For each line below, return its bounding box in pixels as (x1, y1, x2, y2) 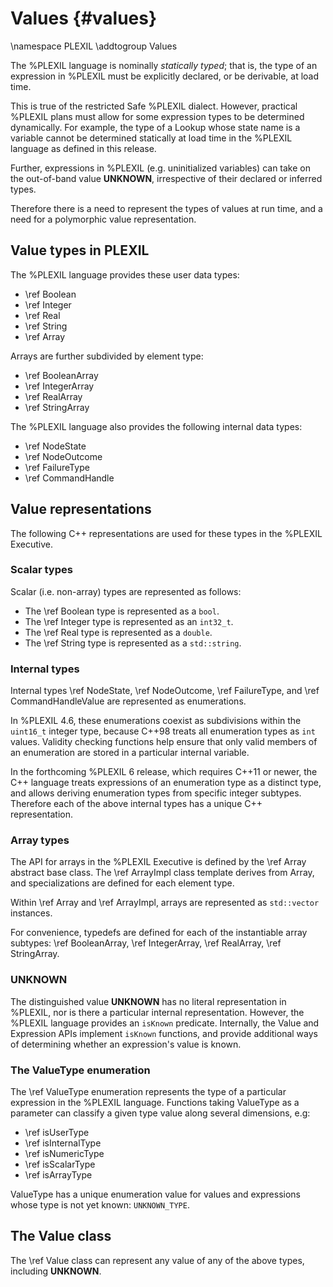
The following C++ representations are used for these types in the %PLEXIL (10, 527, 323, 539)
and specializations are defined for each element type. (10, 877, 235, 889)
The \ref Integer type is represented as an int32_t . (24, 615, 234, 627)
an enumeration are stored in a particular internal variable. (10, 747, 250, 759)
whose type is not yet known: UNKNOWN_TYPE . (10, 1199, 190, 1211)
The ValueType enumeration (10, 1063, 151, 1077)
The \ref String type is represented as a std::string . (24, 637, 242, 649)
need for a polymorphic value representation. (10, 213, 197, 225)
